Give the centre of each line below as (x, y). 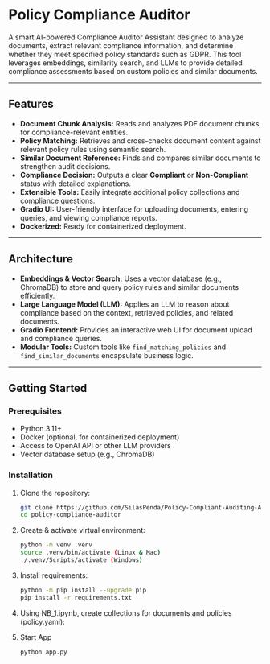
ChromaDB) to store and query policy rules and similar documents (129, 287)
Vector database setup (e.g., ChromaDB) (87, 454)
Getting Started (48, 388)
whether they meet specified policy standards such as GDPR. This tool (125, 54)
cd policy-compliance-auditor (71, 515)
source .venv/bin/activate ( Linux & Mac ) (90, 553)
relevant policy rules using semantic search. (93, 149)
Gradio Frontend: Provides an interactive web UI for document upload (136, 330)
